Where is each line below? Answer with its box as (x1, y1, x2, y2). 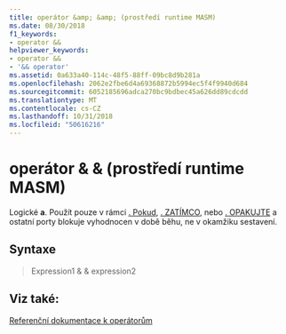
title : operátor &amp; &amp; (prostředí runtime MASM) (9, 12, 217, 22)
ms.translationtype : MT (9, 95, 98, 105)
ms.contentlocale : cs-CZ (9, 104, 101, 113)
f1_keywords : (9, 29, 58, 38)
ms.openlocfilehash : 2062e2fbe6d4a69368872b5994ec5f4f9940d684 (9, 79, 249, 88)
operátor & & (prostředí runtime (9, 159, 244, 179)
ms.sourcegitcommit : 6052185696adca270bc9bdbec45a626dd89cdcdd (9, 87, 249, 96)
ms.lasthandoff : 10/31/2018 (9, 112, 114, 121)
